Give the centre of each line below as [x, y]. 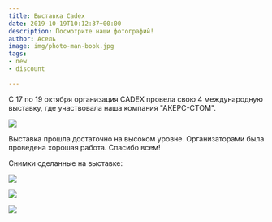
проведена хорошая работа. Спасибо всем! [84, 147]
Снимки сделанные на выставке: [66, 163]
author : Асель [32, 39]
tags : [17, 54]
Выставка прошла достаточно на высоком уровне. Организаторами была [136, 138]
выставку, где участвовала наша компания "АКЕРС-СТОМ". [112, 107]
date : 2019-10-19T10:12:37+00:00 [65, 24]
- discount [27, 69]
